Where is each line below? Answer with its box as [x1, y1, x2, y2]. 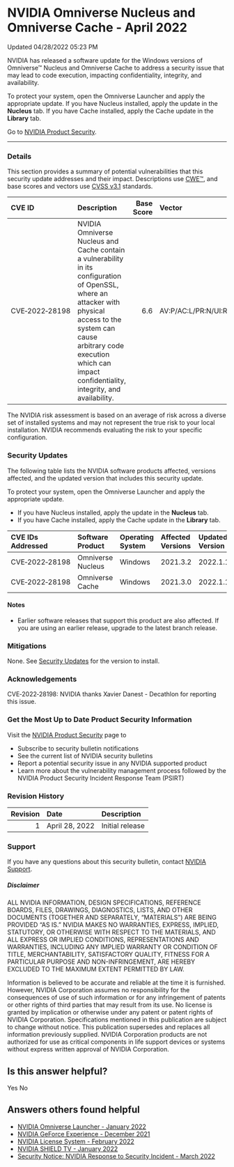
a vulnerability [77, 254, 124, 264]
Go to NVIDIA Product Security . [7, 127, 97, 136]
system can [77, 324, 116, 334]
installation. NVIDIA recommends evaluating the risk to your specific [7, 426, 203, 434]
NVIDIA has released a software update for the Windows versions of [7, 56, 203, 64]
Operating [119, 532, 155, 542]
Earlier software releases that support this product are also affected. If [17, 616, 219, 625]
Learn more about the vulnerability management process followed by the [17, 766, 226, 774]
